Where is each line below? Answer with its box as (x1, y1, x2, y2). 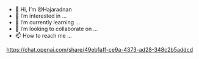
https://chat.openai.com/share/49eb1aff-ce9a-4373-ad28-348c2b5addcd (6, 46, 194, 53)
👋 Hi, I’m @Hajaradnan (15, 6, 72, 13)
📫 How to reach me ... (15, 32, 72, 39)
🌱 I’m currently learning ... (15, 19, 81, 26)
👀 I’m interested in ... (15, 12, 67, 19)
